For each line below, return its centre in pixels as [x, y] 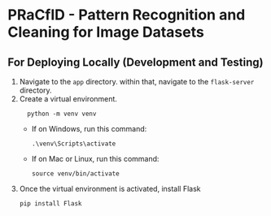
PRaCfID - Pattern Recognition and [127, 15]
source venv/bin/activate [75, 174]
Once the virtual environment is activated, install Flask [110, 189]
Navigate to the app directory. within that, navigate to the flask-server [137, 82]
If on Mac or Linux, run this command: [95, 159]
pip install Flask [50, 204]
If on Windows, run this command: [89, 129]
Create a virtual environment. [68, 99]
